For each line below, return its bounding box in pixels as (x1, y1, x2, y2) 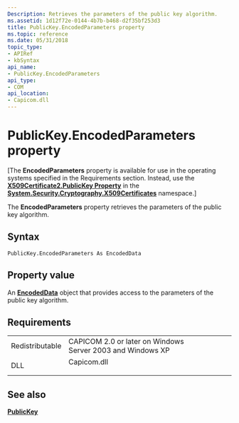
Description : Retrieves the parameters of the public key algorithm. (7, 10, 218, 18)
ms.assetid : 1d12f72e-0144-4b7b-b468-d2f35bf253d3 (7, 17, 161, 24)
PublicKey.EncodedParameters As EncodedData (7, 250, 142, 257)
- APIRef (7, 51, 33, 58)
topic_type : (7, 44, 43, 51)
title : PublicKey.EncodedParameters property (7, 24, 144, 31)
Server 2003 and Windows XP (68, 345, 171, 355)
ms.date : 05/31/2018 (7, 37, 69, 44)
